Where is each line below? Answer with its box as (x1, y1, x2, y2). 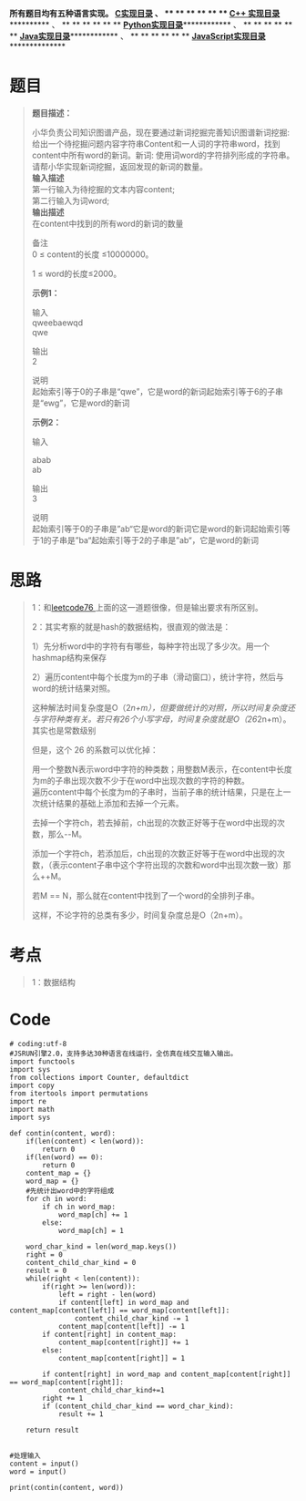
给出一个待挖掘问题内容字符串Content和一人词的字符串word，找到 (31, 138, 280, 149)
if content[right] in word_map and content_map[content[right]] (42, 1370, 291, 1379)
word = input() (9, 1466, 67, 1476)
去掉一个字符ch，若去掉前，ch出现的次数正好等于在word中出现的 (31, 817, 278, 828)
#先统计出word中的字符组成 (25, 1186, 115, 1196)
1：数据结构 (31, 976, 76, 987)
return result (25, 1425, 79, 1434)
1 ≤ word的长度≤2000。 (31, 268, 122, 279)
